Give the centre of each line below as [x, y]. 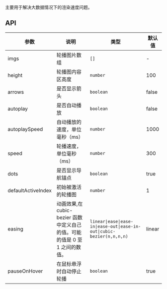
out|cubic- [103, 231]
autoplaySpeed [25, 129]
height [15, 75]
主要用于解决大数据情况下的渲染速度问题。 [49, 7]
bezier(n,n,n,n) [109, 236]
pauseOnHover [25, 271]
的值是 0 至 [70, 239]
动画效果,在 [70, 204]
